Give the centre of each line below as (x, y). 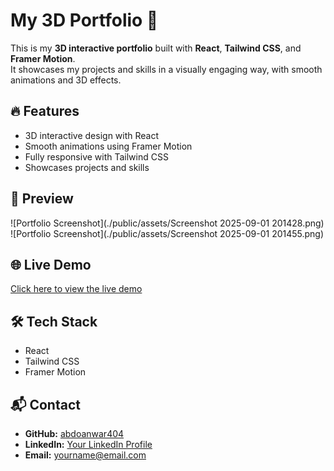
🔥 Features (45, 111)
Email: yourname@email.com (85, 455)
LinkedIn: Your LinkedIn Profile (88, 444)
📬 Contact (45, 404)
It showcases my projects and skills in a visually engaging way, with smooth (166, 69)
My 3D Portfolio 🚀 (84, 20)
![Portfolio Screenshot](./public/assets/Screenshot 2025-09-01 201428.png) (167, 223)
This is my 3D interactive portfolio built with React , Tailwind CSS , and (156, 48)
